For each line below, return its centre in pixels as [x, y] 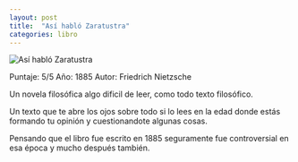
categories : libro [43, 34]
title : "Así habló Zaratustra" [69, 26]
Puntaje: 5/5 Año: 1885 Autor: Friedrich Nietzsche [101, 77]
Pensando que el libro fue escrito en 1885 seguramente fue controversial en [149, 139]
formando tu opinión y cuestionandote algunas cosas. [108, 121]
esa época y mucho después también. [80, 148]
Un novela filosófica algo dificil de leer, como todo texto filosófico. [131, 94]
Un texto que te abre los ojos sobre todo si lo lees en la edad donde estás [145, 112]
